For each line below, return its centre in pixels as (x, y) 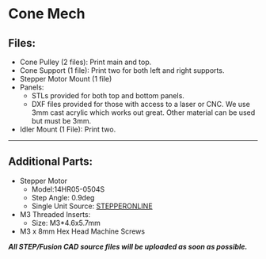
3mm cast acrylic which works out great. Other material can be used (143, 112)
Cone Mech (47, 14)
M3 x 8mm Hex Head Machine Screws (82, 231)
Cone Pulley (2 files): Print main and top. (85, 62)
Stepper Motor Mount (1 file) (66, 79)
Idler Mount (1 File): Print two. (68, 129)
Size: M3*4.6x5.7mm (66, 223)
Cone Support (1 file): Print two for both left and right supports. (122, 70)
